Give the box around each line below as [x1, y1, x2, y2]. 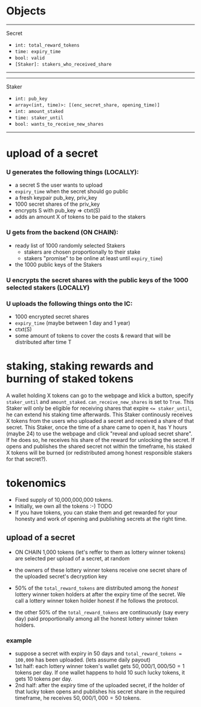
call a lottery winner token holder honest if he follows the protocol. [14, 597, 179, 604]
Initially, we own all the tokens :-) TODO [14, 502, 112, 510]
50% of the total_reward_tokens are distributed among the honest [14, 584, 179, 592]
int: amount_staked [14, 108, 64, 114]
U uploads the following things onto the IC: [6, 299, 133, 307]
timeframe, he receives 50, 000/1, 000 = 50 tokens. [14, 694, 142, 701]
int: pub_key [14, 96, 48, 102]
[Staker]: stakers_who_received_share [14, 61, 112, 67]
